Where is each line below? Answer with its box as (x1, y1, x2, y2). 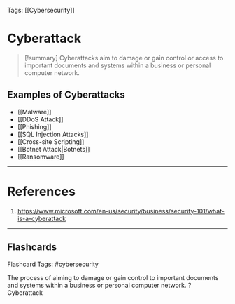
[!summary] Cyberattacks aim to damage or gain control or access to (24, 53, 224, 62)
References (7, 183, 76, 199)
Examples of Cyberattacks (7, 89, 125, 101)
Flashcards (7, 242, 57, 253)
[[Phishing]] (17, 122, 52, 131)
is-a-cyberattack (17, 214, 66, 223)
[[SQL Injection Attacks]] (17, 130, 89, 138)
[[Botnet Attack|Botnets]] (17, 145, 90, 153)
